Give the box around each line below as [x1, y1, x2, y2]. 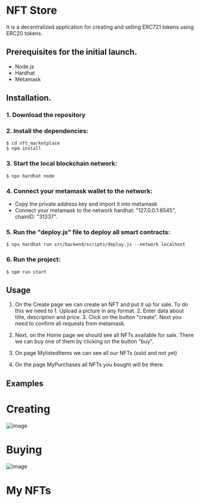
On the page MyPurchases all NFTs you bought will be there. [14, 361, 164, 368]
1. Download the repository [6, 111, 86, 119]
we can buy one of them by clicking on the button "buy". [14, 338, 154, 345]
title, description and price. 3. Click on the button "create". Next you [14, 314, 182, 321]
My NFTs [6, 483, 51, 497]
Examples [6, 378, 44, 388]
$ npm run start [6, 269, 47, 275]
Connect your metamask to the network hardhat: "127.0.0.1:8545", [14, 207, 176, 214]
